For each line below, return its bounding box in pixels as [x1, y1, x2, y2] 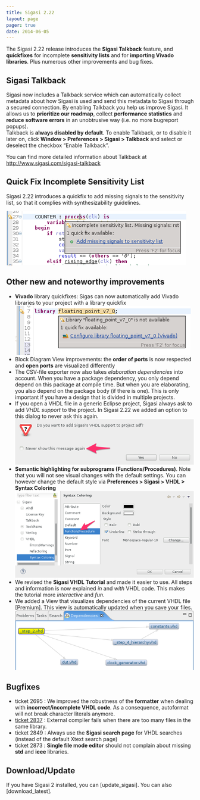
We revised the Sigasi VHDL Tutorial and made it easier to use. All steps [14, 578, 192, 586]
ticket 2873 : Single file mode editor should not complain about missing [14, 742, 191, 749]
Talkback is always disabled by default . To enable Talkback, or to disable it [6, 129, 192, 136]
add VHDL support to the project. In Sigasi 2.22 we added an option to [14, 406, 187, 413]
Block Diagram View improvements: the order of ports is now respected [14, 355, 192, 362]
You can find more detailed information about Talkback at [6, 154, 147, 161]
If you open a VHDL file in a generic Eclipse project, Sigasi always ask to [14, 399, 192, 407]
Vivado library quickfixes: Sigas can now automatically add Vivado [14, 292, 179, 300]
